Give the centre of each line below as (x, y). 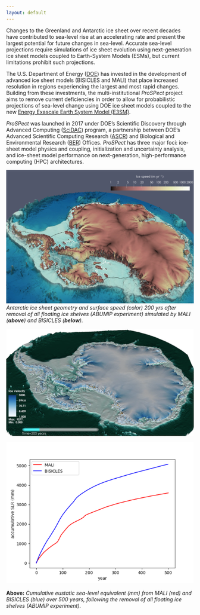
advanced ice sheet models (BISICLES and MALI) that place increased (92, 80)
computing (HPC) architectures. (45, 161)
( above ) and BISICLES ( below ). (45, 320)
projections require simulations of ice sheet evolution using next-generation (99, 49)
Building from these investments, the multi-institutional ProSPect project (95, 93)
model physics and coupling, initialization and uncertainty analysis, (103, 149)
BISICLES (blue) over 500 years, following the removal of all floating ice (94, 599)
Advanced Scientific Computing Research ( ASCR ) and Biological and (90, 136)
